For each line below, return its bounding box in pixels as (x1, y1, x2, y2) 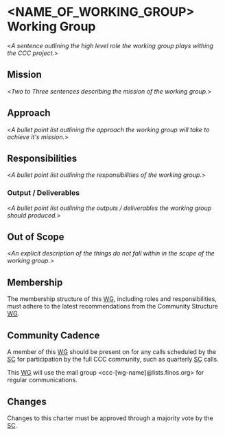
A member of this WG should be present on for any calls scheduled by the (7, 348, 217, 356)
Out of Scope (7, 231, 64, 243)
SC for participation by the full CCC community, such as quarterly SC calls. (7, 355, 219, 364)
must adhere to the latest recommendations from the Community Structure (7, 302, 218, 311)
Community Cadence (7, 329, 100, 341)
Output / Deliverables (7, 188, 80, 198)
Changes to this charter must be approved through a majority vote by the (7, 414, 214, 422)
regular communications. (7, 376, 78, 384)
